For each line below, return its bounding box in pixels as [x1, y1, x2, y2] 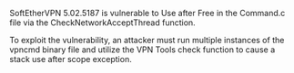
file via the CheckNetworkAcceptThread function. [9, 17, 196, 28]
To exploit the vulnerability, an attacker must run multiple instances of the [9, 35, 285, 45]
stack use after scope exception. [9, 54, 132, 64]
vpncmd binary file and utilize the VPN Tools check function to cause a [9, 44, 276, 55]
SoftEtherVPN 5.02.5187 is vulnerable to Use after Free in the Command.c [9, 8, 286, 18]
